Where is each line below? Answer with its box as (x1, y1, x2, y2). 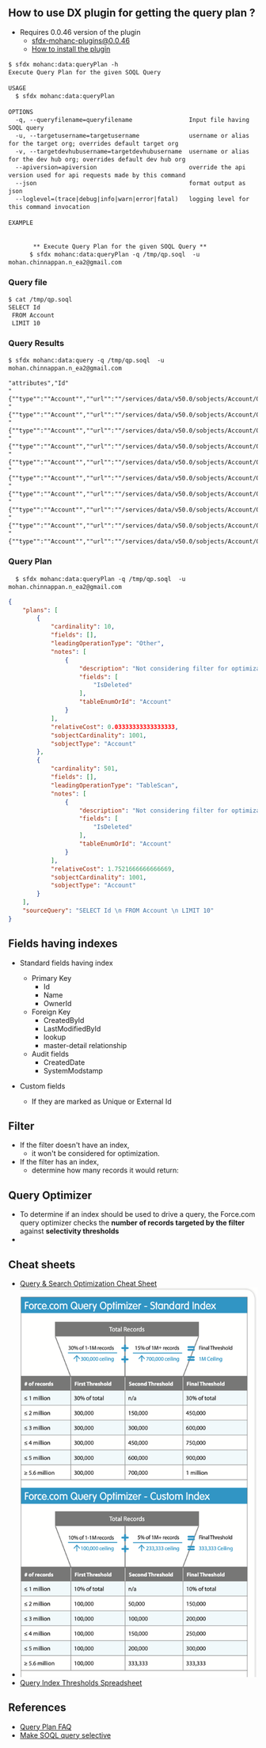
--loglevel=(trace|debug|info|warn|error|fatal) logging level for (15, 195, 249, 203)
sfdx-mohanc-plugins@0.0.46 (31, 36, 131, 45)
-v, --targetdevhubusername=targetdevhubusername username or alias (15, 147, 249, 155)
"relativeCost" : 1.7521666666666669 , (50, 864, 176, 873)
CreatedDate (43, 1057, 85, 1067)
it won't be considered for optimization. (31, 1149, 160, 1158)
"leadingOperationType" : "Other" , (50, 640, 165, 648)
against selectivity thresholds (19, 1226, 120, 1236)
